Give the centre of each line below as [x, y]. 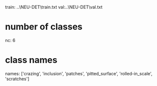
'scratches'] [17, 79]
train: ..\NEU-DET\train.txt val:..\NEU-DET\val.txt [54, 7]
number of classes [44, 27]
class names [31, 60]
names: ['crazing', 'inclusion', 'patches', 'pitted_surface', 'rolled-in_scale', [79, 73]
